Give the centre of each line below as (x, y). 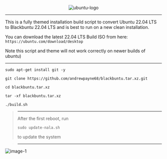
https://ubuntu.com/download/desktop (44, 42)
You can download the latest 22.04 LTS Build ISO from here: (67, 37)
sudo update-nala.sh (39, 128)
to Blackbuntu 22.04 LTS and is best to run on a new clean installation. (77, 27)
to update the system (39, 137)
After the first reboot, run (43, 119)
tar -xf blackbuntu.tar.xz (33, 96)
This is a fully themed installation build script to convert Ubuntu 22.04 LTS (81, 22)
